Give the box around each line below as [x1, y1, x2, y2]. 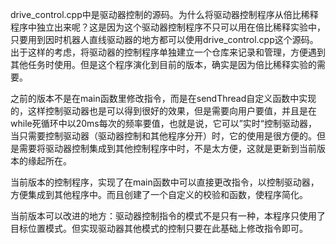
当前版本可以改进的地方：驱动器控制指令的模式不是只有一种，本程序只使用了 [10, 210, 326, 222]
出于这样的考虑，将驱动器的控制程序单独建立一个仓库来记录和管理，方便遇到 [10, 46, 326, 58]
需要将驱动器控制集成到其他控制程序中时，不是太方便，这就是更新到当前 [18, 143, 317, 154]
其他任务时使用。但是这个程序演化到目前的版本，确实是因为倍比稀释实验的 [10, 59, 317, 70]
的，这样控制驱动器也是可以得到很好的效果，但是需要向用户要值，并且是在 [10, 105, 317, 117]
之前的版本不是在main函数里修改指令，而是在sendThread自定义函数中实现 [10, 93, 317, 104]
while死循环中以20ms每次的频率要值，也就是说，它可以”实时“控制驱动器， [10, 118, 318, 129]
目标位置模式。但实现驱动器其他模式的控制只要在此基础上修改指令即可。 [10, 223, 308, 234]
